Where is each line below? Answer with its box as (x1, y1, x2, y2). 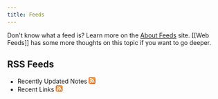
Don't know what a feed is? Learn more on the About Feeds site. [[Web (7, 31, 210, 39)
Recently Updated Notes (17, 77, 88, 86)
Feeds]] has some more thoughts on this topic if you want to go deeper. (7, 38, 212, 46)
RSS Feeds (7, 59, 55, 71)
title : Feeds (7, 11, 45, 18)
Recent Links (17, 85, 55, 93)
